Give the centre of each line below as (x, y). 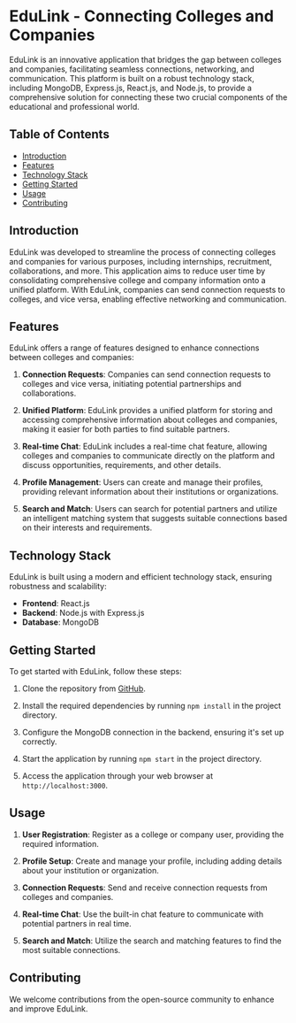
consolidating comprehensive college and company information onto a (138, 280)
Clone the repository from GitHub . (83, 688)
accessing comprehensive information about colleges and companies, (150, 420)
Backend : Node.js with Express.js (83, 613)
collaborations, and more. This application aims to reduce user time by (137, 271)
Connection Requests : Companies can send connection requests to (146, 374)
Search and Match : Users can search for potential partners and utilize (150, 509)
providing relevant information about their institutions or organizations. (150, 492)
